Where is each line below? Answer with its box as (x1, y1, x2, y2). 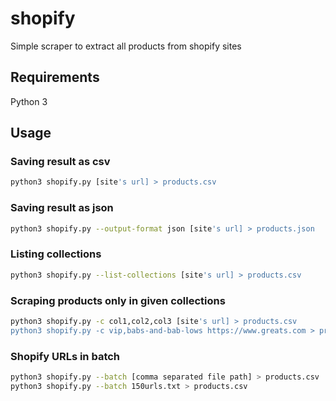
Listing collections (10, 247, 102, 261)
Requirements (10, 69, 100, 86)
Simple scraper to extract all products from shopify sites (10, 40, 242, 52)
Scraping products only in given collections (10, 293, 226, 307)
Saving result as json (10, 201, 114, 215)
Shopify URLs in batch (10, 349, 121, 363)
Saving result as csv (10, 155, 111, 169)
